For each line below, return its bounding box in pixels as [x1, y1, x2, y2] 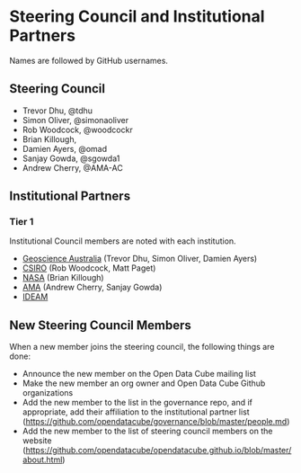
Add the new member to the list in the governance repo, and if [22, 397, 253, 408]
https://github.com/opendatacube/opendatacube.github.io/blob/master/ [25, 445, 292, 456]
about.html [22, 454, 63, 465]
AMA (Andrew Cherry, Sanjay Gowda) [22, 281, 163, 293]
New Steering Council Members [9, 317, 191, 333]
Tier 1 [9, 216, 34, 228]
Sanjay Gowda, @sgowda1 [22, 153, 120, 164]
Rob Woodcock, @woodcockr [22, 124, 133, 135]
